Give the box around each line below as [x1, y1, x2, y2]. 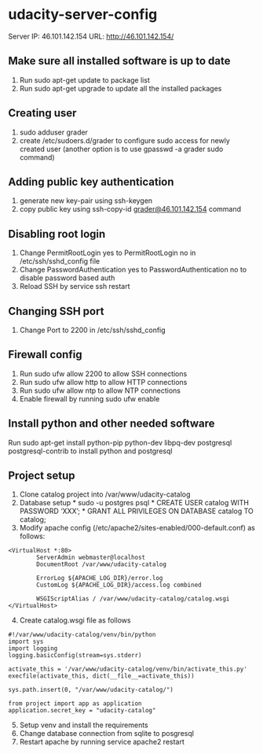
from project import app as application [8, 700, 143, 708]
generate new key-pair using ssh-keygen [19, 196, 153, 205]
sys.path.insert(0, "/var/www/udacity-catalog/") [8, 686, 174, 694]
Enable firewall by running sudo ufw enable [19, 394, 160, 403]
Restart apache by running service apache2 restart [19, 737, 184, 747]
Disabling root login [8, 227, 106, 241]
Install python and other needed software [8, 417, 215, 431]
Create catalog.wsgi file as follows [19, 615, 131, 625]
